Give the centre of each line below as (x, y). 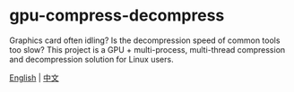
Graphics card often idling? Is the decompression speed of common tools (145, 40)
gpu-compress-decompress (117, 16)
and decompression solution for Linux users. (91, 59)
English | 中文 (35, 78)
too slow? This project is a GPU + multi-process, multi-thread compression (147, 49)
